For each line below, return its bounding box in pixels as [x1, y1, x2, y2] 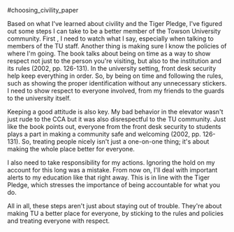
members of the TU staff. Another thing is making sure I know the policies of [7, 42, 227, 50]
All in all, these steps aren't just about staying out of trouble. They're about [7, 202, 222, 210]
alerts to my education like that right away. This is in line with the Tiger [7, 173, 210, 182]
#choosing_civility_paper [7, 6, 79, 14]
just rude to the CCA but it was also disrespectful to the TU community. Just [7, 115, 226, 123]
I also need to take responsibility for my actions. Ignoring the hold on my [7, 158, 215, 167]
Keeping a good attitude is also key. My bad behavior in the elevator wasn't [7, 108, 224, 116]
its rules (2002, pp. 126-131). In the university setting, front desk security [7, 64, 217, 72]
